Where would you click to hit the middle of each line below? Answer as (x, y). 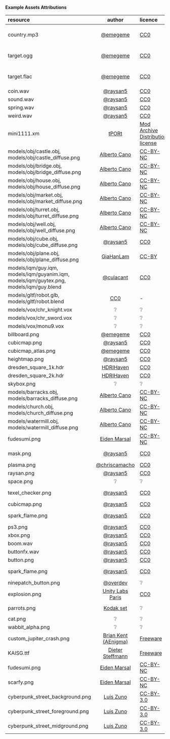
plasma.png (22, 465)
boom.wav (20, 543)
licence (149, 20)
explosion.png (25, 594)
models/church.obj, (31, 407)
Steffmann (115, 656)
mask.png (19, 453)
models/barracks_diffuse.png (43, 398)
